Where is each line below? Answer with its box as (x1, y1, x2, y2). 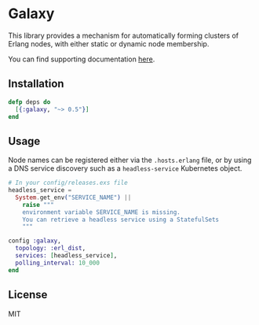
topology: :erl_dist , (15, 245, 86, 253)
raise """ (22, 201, 55, 209)
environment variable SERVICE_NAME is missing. (22, 208, 181, 216)
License (8, 288, 48, 301)
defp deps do (8, 98, 51, 106)
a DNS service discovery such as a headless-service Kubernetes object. (8, 164, 243, 173)
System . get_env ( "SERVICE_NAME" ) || (15, 194, 132, 201)
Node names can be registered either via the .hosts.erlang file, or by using (8, 155, 252, 165)
